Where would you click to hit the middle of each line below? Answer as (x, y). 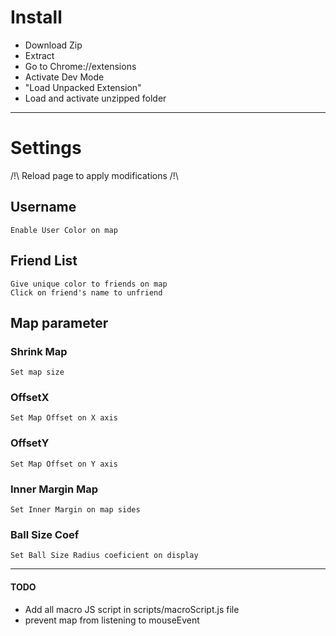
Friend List (44, 261)
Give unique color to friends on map (89, 284)
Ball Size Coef (45, 534)
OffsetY (30, 443)
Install (36, 17)
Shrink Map (39, 351)
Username (43, 207)
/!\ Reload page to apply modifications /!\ (94, 175)
